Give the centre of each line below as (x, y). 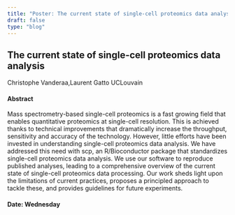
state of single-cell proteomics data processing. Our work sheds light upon (115, 173)
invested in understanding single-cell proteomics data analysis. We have (112, 144)
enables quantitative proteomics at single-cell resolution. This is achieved (113, 121)
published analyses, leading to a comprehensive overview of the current (111, 166)
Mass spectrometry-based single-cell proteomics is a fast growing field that (116, 114)
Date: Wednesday (34, 204)
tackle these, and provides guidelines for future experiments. (95, 188)
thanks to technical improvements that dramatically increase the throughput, (117, 129)
